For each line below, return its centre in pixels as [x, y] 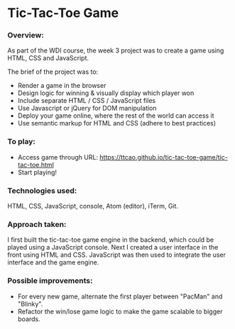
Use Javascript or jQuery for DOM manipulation [87, 108]
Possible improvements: [50, 281]
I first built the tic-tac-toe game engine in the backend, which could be [111, 240]
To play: [21, 142]
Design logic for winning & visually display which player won [106, 93]
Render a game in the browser [62, 86]
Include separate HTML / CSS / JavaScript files [87, 101]
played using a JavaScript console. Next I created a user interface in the [113, 247]
